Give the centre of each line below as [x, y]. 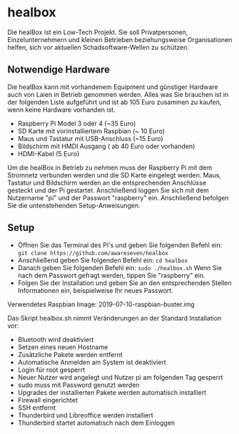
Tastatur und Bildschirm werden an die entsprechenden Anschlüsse [107, 182]
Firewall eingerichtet [48, 400]
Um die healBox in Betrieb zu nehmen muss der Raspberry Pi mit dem [110, 167]
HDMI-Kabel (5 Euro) [49, 153]
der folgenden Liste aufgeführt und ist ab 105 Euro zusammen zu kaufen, [115, 102]
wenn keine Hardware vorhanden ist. [61, 109]
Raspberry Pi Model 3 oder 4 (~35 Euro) [77, 123]
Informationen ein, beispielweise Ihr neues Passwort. [95, 290]
